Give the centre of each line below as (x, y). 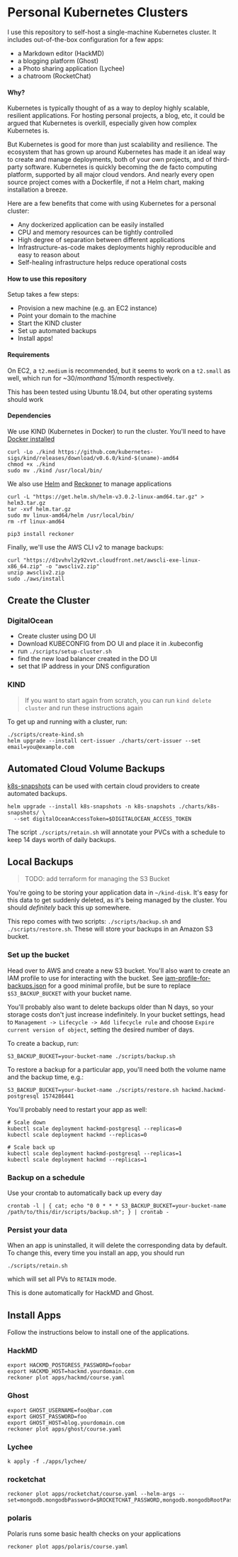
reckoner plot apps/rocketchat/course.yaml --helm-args (91, 1494)
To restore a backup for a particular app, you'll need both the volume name (117, 1069)
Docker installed (31, 439)
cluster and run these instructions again (84, 708)
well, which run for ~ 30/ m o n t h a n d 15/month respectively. (91, 378)
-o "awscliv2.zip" (72, 566)
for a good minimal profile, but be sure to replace (119, 985)
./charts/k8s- (199, 807)
